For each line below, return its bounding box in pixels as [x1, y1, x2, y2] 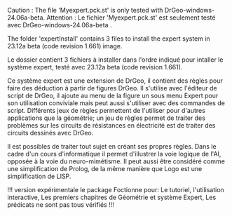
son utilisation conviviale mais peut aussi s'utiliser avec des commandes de [7, 99, 226, 107]
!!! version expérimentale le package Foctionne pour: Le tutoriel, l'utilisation [7, 186, 224, 194]
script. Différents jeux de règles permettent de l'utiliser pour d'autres [7, 107, 205, 114]
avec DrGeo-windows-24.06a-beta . [7, 21, 112, 29]
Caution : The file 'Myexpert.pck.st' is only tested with [7, 6, 163, 14]
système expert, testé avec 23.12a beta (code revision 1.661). [7, 63, 183, 71]
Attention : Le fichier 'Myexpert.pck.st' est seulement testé [46, 13, 216, 22]
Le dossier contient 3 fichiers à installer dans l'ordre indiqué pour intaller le [7, 55, 224, 64]
